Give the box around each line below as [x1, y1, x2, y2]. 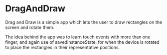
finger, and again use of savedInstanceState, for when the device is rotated [5, 39, 160, 45]
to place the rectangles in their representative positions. [5, 44, 120, 50]
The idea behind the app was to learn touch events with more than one [5, 34, 151, 40]
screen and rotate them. [5, 24, 55, 30]
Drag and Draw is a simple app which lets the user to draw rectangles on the [5, 19, 163, 25]
